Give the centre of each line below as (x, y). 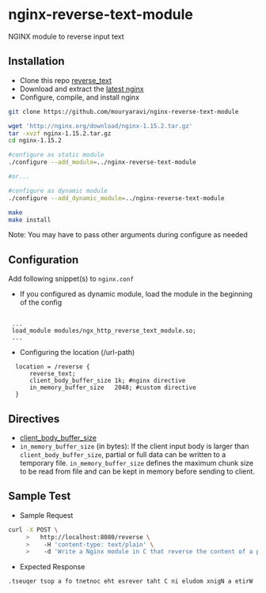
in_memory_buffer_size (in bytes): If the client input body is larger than (134, 446)
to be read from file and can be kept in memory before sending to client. (137, 471)
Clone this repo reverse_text (66, 80)
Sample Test (40, 496)
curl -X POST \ (33, 530)
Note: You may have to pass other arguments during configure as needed (128, 235)
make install (30, 220)
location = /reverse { (53, 367)
